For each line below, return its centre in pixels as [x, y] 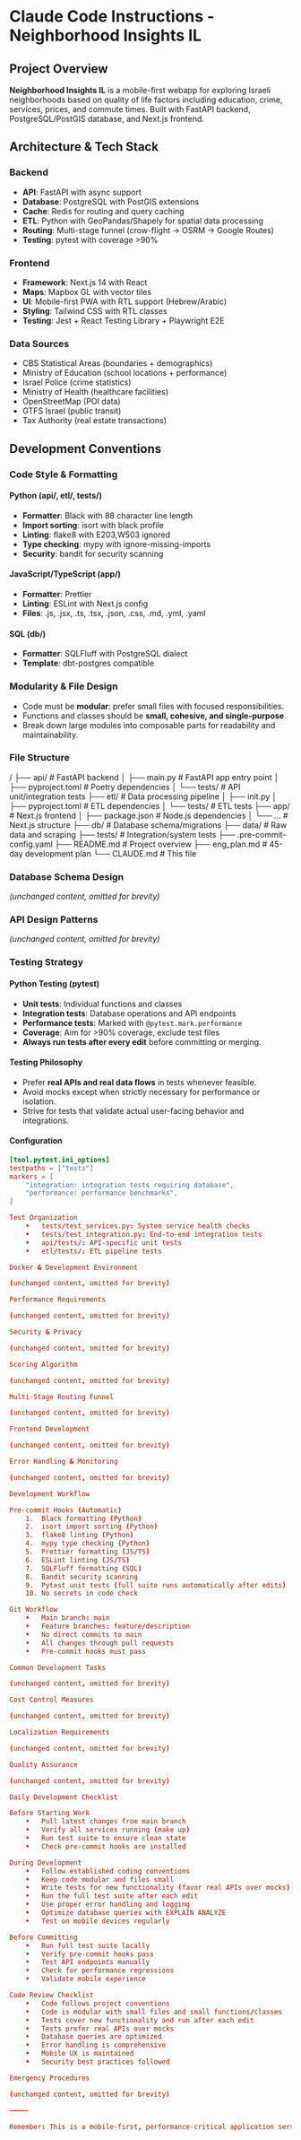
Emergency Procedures [50, 2078]
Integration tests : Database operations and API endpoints [129, 1013]
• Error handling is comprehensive [96, 2045]
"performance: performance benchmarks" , [102, 1193]
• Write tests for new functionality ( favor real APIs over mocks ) [158, 1888]
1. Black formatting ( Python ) [84, 1518]
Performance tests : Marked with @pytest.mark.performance [132, 1022]
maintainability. [50, 735]
